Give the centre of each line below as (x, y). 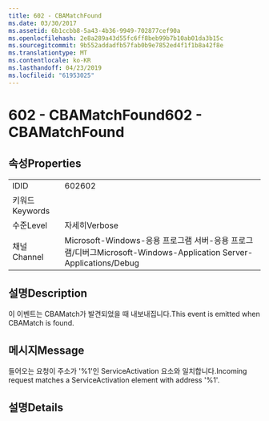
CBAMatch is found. (41, 323)
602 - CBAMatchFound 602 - (105, 115)
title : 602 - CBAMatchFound (55, 16)
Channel (28, 257)
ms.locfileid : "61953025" (51, 75)
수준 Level (30, 225)
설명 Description (48, 293)
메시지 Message (46, 350)
